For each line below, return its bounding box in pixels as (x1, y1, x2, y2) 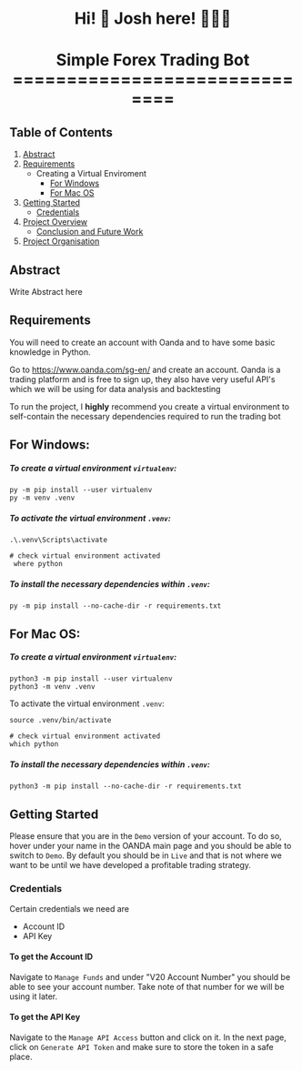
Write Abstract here (9, 287, 84, 297)
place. (9, 1051, 34, 1062)
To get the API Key (9, 1012, 81, 1023)
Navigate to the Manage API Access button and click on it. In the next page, (9, 1032, 287, 1043)
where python (13, 560, 64, 569)
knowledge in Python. (9, 346, 91, 358)
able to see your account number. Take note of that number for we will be (9, 981, 285, 992)
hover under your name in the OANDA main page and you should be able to (9, 841, 292, 852)
